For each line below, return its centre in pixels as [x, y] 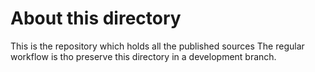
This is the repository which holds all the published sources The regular [157, 46]
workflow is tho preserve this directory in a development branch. [143, 56]
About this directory [96, 18]
